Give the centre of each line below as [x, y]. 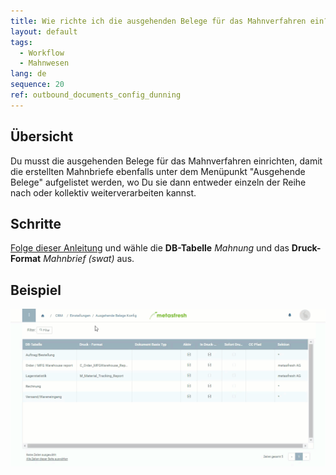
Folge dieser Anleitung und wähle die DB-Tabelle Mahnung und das [150, 248]
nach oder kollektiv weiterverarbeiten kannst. [103, 192]
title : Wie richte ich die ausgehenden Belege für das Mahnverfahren [158, 21]
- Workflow [42, 53]
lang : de [28, 74]
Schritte [36, 223]
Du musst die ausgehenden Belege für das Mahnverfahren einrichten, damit [166, 161]
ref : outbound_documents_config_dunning [96, 95]
